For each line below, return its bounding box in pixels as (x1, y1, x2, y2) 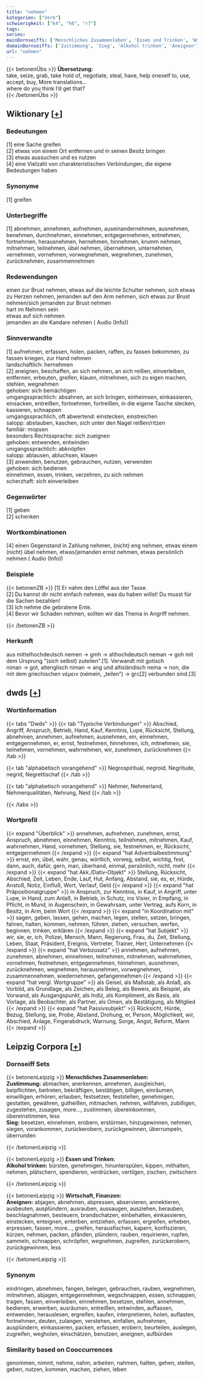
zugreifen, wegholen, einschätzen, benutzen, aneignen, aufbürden (6, 1330, 173, 1338)
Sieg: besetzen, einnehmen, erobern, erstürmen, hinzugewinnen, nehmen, (6, 1119, 193, 1126)
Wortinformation (6, 706, 56, 715)
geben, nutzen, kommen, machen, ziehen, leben (6, 1366, 127, 1373)
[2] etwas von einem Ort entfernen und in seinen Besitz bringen (6, 147, 166, 155)
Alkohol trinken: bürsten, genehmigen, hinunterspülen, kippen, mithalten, (6, 1162, 191, 1169)
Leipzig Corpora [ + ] (6, 1041, 82, 1052)
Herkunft (6, 637, 33, 645)
